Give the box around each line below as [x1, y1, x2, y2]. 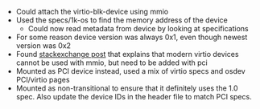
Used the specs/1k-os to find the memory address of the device [15, 15, 228, 25]
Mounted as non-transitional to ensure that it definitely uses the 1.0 [15, 83, 238, 93]
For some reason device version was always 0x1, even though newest [15, 32, 248, 42]
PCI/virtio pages [15, 75, 70, 84]
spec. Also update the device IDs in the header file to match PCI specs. [15, 92, 252, 101]
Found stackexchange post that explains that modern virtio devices [15, 50, 239, 59]
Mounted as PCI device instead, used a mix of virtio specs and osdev [15, 67, 246, 75]
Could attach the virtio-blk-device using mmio [15, 7, 169, 16]
